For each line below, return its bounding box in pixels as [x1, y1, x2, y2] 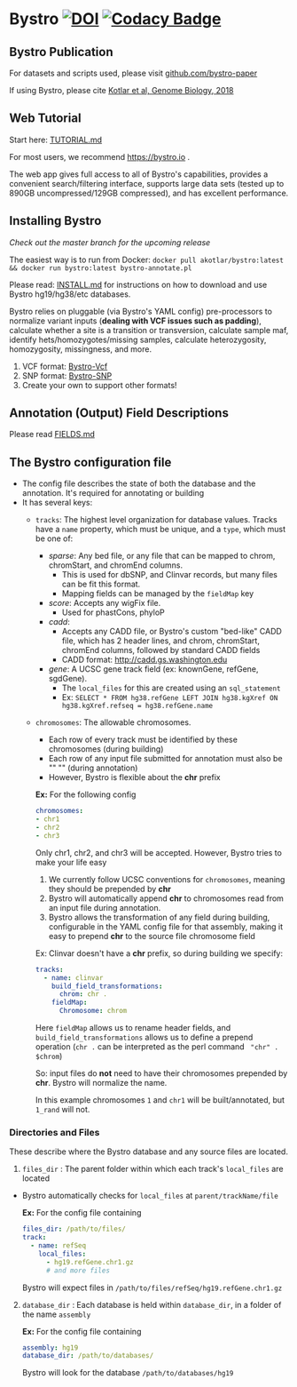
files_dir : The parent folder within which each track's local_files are [21, 1164, 284, 1175]
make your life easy [35, 857, 107, 867]
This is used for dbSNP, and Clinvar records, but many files [61, 570, 277, 580]
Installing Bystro [9, 213, 102, 228]
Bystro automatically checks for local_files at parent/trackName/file [21, 1191, 279, 1201]
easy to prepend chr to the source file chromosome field [48, 930, 255, 941]
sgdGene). [48, 674, 87, 684]
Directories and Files [9, 1126, 100, 1138]
